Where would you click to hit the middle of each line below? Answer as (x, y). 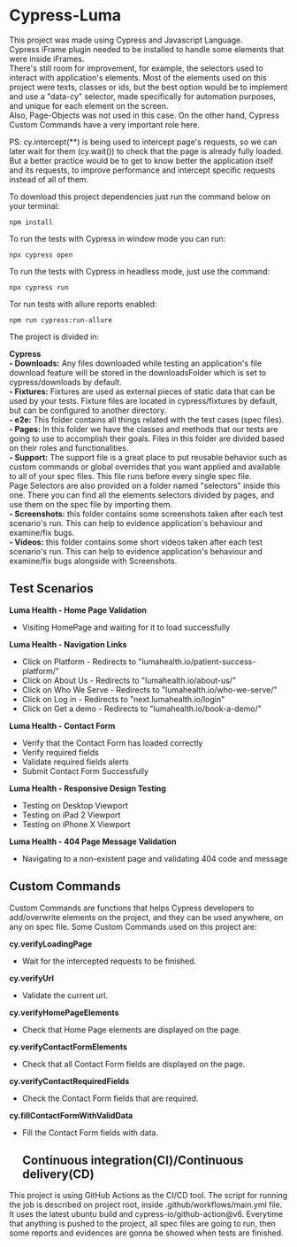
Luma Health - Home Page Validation (78, 610)
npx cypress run (39, 287)
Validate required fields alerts (76, 762)
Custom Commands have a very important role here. (105, 124)
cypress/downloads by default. (65, 382)
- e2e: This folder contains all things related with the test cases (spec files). (147, 419)
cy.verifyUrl (32, 978)
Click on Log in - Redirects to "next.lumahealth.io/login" (123, 699)
